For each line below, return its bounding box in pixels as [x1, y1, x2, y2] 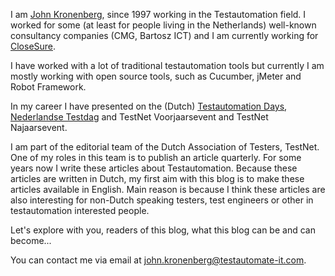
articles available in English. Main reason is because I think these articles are [10, 184, 326, 195]
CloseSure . [10, 40, 57, 52]
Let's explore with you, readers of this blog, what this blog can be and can [10, 224, 316, 236]
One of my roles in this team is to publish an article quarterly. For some [10, 152, 302, 163]
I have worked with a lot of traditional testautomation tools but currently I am [10, 60, 325, 71]
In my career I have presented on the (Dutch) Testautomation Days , [10, 100, 288, 112]
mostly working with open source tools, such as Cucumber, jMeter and [10, 70, 302, 82]
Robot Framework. [10, 81, 87, 93]
